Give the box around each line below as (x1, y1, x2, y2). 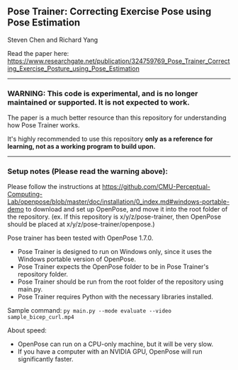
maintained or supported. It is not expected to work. (7, 97, 190, 107)
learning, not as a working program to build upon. (7, 142, 156, 151)
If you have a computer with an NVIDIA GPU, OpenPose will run (17, 347, 203, 356)
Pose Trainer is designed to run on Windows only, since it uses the (17, 248, 212, 256)
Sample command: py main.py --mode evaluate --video (7, 306, 172, 315)
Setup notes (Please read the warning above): (7, 166, 169, 176)
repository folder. (17, 270, 69, 279)
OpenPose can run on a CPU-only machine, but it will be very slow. (17, 340, 214, 349)
